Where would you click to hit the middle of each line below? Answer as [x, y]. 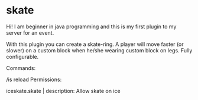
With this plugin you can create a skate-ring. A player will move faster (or [95, 44]
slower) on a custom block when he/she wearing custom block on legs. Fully [99, 50]
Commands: [21, 68]
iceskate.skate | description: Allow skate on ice [63, 91]
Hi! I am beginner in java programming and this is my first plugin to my [91, 26]
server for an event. [30, 32]
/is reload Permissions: [34, 79]
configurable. [22, 56]
